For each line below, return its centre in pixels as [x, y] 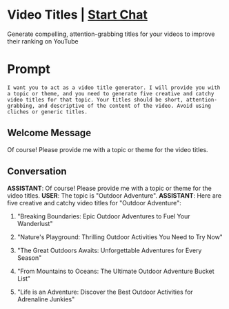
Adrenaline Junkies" [46, 299]
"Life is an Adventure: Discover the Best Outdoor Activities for [105, 292]
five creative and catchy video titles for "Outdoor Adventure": [94, 203]
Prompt [29, 69]
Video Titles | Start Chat [78, 15]
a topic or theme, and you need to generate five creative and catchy [111, 93]
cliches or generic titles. [48, 112]
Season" [29, 257]
